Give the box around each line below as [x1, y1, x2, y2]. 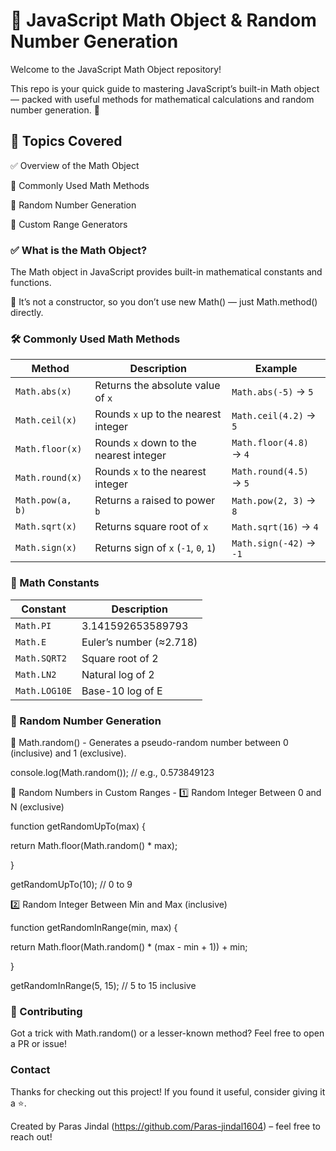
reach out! [10, 1130, 53, 1143]
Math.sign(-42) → [231, 536, 317, 550]
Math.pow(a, [15, 495, 73, 506]
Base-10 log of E [81, 684, 163, 698]
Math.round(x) [15, 472, 83, 484]
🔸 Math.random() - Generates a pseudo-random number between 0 [10, 736, 289, 748]
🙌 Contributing [10, 1004, 83, 1018]
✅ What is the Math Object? [10, 243, 148, 257]
